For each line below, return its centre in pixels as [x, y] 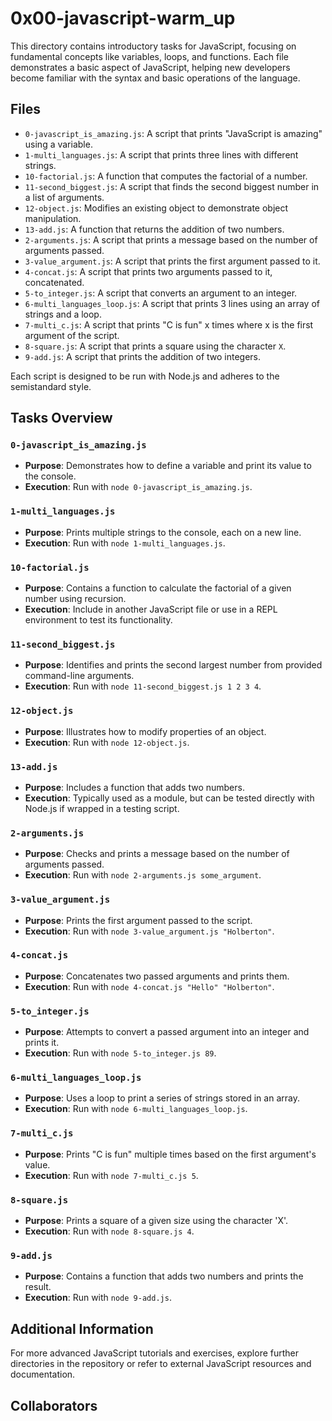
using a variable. [58, 144]
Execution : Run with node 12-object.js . [107, 742]
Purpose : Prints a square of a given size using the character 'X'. [156, 1220]
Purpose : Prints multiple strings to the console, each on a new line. [163, 532]
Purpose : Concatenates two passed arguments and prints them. [157, 976]
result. [38, 1287]
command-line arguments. [79, 676]
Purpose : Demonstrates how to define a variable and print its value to [168, 466]
